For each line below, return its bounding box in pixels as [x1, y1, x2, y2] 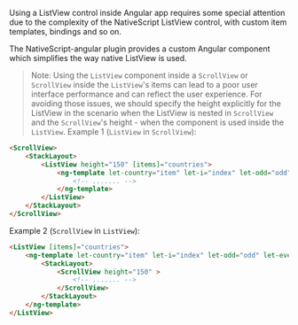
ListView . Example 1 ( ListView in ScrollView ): [30, 127, 197, 136]
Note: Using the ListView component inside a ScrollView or [30, 70, 248, 81]
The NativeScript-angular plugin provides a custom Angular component [9, 43, 271, 54]
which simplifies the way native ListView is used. [9, 53, 188, 63]
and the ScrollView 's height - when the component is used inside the [30, 117, 285, 128]
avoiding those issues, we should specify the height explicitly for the [30, 98, 281, 109]
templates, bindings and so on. [9, 27, 122, 36]
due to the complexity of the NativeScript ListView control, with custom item [9, 17, 287, 27]
